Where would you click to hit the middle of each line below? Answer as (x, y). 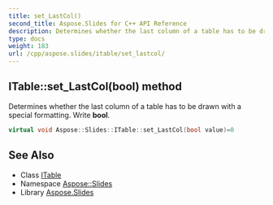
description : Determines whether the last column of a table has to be (132, 31)
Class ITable (41, 175)
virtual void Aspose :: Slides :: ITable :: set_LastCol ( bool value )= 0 (121, 130)
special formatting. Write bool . (59, 115)
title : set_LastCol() (45, 16)
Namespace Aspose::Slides (66, 183)
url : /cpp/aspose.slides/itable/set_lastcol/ (87, 54)
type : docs (27, 39)
